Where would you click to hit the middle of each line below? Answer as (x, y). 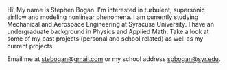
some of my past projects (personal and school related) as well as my (105, 39)
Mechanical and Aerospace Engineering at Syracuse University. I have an (111, 24)
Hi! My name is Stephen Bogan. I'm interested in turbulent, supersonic (106, 10)
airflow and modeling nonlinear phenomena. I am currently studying (103, 17)
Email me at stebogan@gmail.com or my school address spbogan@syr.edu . (114, 59)
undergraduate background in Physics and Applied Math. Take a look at (108, 31)
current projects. (31, 46)
